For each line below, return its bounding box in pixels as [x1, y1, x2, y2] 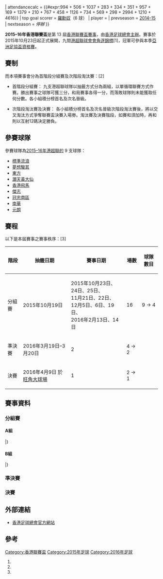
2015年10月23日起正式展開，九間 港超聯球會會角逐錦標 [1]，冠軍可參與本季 [5, 37, 153, 43]
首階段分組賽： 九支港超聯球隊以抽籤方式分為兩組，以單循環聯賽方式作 [12, 83, 154, 89]
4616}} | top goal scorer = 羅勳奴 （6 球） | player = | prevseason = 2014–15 [5, 15, 156, 21]
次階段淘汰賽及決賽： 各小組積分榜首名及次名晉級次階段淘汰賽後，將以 [12, 106, 154, 111]
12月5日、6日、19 [71, 302, 114, 308]
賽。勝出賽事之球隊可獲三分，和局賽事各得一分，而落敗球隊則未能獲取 [12, 90, 153, 95]
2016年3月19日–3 [23, 343, 65, 349]
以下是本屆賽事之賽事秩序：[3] [5, 236, 66, 242]
